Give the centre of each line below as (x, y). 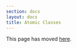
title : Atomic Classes (34, 22)
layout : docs (22, 17)
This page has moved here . (39, 39)
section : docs (23, 11)
